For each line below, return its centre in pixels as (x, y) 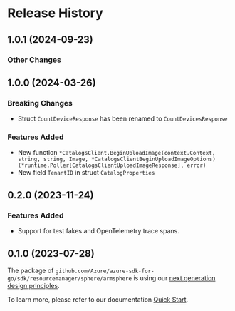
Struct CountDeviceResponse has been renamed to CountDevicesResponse (122, 118)
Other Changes (35, 60)
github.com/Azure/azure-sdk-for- (105, 271)
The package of (31, 270)
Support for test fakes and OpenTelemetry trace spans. (98, 231)
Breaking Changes (40, 103)
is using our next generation (174, 278)
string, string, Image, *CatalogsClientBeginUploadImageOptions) (116, 159)
